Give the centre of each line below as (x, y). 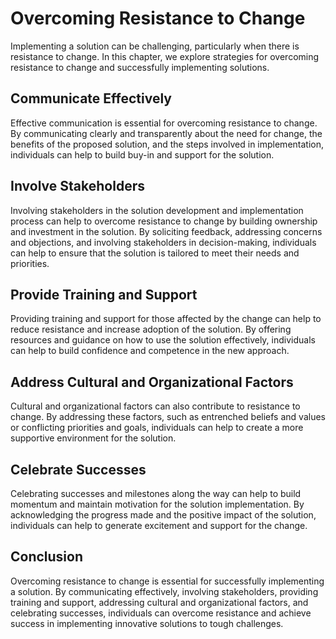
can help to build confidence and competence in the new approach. (150, 351)
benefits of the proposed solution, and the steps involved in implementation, (167, 144)
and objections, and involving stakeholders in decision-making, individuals (163, 242)
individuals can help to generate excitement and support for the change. (159, 525)
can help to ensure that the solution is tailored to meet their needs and (155, 253)
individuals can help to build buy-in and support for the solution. (142, 154)
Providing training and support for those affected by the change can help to (166, 319)
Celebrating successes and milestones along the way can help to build (156, 493)
